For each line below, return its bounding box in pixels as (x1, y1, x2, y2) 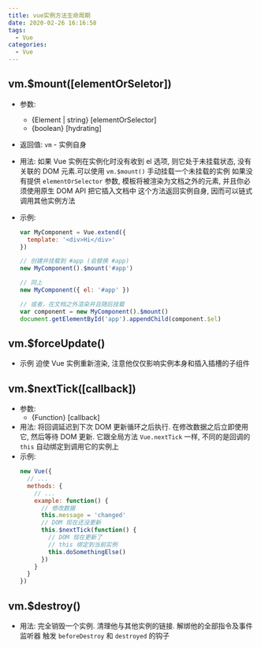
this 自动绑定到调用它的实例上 (19, 442, 120, 452)
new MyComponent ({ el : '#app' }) (19, 286, 130, 294)
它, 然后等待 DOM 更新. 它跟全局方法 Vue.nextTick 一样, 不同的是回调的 (19, 432, 251, 441)
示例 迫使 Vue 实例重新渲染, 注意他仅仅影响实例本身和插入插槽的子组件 (19, 359, 250, 368)
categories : (8, 41, 47, 49)
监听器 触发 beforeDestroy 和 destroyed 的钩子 (19, 631, 170, 640)
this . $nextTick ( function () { (40, 526, 137, 534)
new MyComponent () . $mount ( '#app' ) (19, 265, 133, 273)
